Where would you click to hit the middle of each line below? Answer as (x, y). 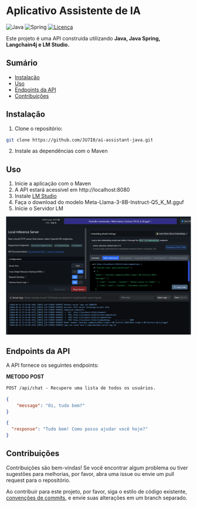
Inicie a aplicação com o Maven (53, 183)
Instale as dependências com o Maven (61, 151)
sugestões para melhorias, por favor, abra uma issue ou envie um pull (90, 474)
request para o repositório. (38, 480)
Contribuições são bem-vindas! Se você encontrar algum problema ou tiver (97, 468)
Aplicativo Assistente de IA (73, 11)
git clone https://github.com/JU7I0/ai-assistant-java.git (80, 140)
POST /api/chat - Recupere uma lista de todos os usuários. (81, 388)
